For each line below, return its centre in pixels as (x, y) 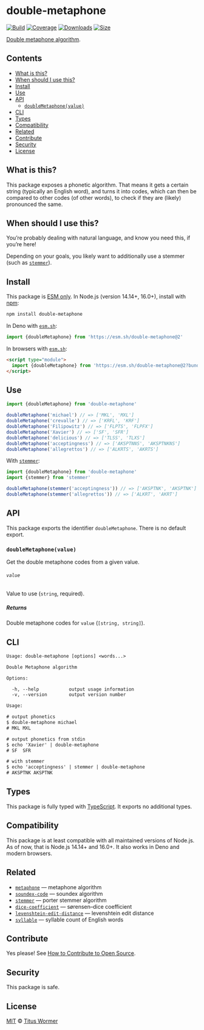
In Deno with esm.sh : (32, 326)
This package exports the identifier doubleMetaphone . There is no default (96, 528)
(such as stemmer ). (29, 263)
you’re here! (21, 244)
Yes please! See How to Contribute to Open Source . (71, 953)
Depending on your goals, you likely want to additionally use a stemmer (96, 256)
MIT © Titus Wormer (32, 1021)
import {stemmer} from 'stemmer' (49, 478)
